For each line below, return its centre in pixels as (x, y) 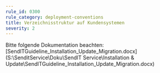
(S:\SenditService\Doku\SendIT (44, 58)
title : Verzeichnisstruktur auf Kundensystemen (65, 23)
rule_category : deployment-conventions (55, 17)
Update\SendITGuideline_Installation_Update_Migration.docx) (80, 64)
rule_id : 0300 (23, 12)
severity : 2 (20, 28)
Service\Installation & (109, 58)
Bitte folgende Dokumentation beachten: (55, 45)
